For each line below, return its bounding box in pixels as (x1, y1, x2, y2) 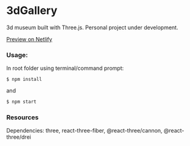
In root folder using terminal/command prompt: (6, 64, 124, 72)
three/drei (6, 133, 32, 141)
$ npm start (6, 99, 37, 105)
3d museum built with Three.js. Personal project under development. (6, 24, 178, 31)
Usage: (6, 50, 29, 59)
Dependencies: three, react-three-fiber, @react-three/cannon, (6, 127, 163, 134)
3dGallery (6, 4, 58, 18)
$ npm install (6, 77, 43, 83)
